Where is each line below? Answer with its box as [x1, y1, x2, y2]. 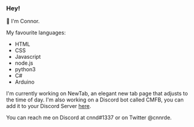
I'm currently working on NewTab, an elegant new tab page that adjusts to [6, 90, 188, 97]
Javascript [14, 53, 41, 61]
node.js [14, 59, 34, 66]
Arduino [14, 78, 35, 85]
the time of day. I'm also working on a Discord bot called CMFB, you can [6, 96, 184, 103]
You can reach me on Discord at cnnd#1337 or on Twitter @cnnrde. [6, 114, 172, 121]
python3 [14, 66, 36, 73]
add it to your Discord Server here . [6, 103, 91, 110]
